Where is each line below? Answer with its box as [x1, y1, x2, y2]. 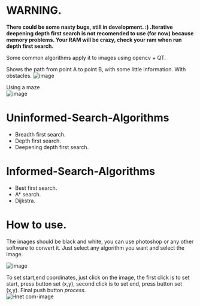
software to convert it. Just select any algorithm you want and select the [6, 244, 184, 252]
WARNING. [6, 4, 62, 17]
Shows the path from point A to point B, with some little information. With [6, 65, 186, 72]
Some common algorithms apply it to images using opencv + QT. [6, 54, 166, 61]
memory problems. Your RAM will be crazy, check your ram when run [6, 36, 182, 43]
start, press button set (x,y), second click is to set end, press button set [6, 280, 183, 287]
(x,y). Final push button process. [6, 286, 86, 293]
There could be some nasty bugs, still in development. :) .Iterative [6, 23, 173, 31]
